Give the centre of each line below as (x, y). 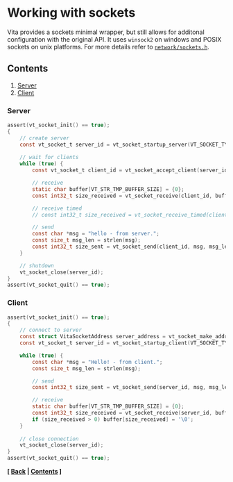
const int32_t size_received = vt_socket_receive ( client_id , (122, 196)
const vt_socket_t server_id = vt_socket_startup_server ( (105, 144)
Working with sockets (71, 13)
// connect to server (51, 330)
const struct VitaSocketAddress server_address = (93, 337)
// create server (45, 138)
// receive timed (57, 208)
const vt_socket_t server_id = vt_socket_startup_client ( (105, 343)
